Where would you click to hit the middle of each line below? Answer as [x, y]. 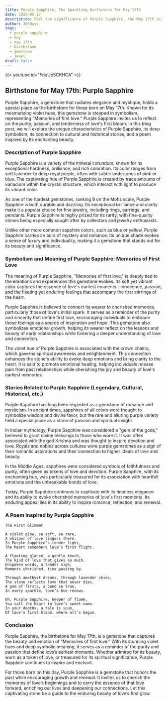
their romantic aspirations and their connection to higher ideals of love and [82, 451]
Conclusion [19, 625]
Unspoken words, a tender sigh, [39, 565]
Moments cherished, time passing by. [44, 569]
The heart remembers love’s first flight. [50, 547]
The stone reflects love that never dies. [50, 582]
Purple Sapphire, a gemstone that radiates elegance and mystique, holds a [82, 103]
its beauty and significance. [34, 246]
